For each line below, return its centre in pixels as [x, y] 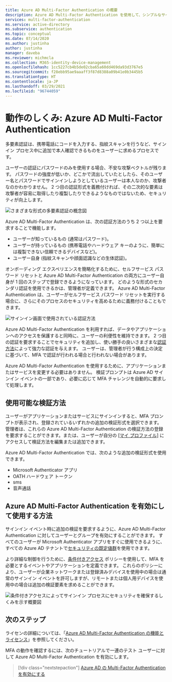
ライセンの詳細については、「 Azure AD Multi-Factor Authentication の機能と [85, 633]
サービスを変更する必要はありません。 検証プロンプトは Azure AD [84, 372]
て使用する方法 [29, 516]
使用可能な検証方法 [36, 403]
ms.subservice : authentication [39, 29]
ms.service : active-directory [38, 24]
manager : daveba [23, 53]
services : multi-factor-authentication [48, 19]
